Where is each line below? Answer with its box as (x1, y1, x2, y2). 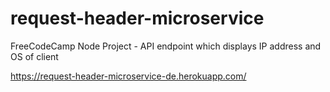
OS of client (10, 50, 59, 62)
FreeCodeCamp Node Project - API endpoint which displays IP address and (10, 40, 322, 52)
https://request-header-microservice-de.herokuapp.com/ (10, 70, 247, 82)
